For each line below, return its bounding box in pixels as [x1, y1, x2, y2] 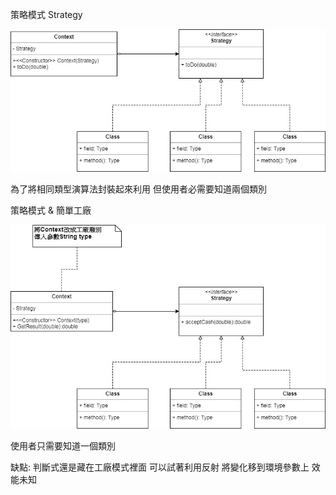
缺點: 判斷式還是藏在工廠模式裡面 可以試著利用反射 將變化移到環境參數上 [10, 461, 310, 473]
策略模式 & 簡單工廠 [10, 204, 92, 216]
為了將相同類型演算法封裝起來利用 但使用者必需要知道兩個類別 [10, 183, 267, 195]
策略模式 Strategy [10, 9, 83, 20]
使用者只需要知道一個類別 [10, 440, 116, 452]
